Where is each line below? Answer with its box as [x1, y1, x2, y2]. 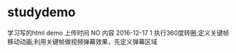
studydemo [7, 4, 76, 20]
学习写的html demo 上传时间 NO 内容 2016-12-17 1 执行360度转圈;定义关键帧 [7, 28, 230, 37]
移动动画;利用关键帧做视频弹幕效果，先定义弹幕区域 [7, 37, 158, 46]
